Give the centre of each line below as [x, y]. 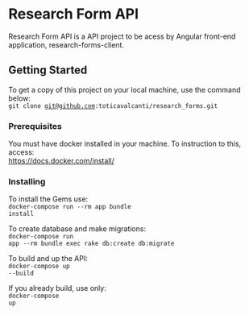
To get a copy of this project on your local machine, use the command [124, 89]
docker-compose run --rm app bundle [70, 207]
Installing [27, 181]
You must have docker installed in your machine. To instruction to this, [125, 144]
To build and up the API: [48, 259]
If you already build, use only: [57, 288]
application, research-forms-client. [66, 44]
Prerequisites [35, 126]
